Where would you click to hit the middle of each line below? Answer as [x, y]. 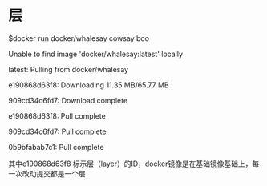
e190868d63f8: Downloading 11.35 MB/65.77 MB [89, 85]
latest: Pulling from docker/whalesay [69, 69]
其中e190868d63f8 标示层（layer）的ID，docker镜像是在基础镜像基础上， [130, 164]
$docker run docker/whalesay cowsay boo [79, 38]
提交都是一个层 [61, 173]
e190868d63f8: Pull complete [57, 115]
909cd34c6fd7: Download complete [68, 100]
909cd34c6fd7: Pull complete [57, 131]
